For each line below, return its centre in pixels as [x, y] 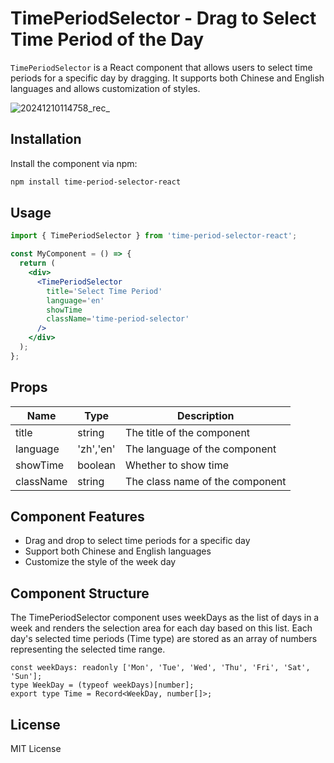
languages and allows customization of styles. [105, 88]
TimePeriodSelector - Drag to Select [163, 18]
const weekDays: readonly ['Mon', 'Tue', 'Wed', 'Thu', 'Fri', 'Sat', [160, 668]
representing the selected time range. [88, 649]
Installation [46, 139]
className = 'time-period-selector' [118, 319]
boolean [97, 465]
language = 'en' [75, 300]
